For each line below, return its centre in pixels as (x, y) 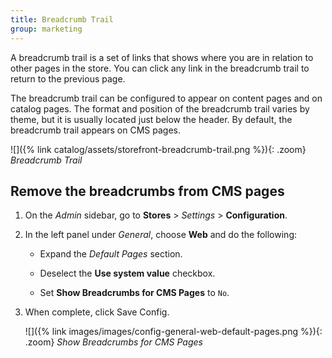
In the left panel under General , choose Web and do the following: (161, 235)
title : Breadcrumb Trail (62, 19)
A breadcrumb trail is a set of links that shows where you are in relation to (162, 57)
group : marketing (46, 29)
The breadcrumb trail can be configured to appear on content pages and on (166, 98)
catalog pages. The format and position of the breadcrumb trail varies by (160, 108)
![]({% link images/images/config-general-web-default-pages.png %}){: (173, 332)
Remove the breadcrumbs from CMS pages (147, 191)
